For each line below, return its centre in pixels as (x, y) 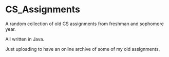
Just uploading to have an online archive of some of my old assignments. (83, 49)
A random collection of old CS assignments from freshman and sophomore (85, 24)
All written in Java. (25, 39)
